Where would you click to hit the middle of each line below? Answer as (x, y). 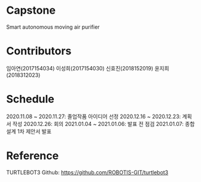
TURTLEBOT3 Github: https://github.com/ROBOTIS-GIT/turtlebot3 (87, 172)
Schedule (31, 99)
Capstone (31, 10)
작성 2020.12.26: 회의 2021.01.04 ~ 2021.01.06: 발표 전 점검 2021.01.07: (98, 124)
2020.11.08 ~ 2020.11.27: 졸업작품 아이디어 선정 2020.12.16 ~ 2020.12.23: (94, 116)
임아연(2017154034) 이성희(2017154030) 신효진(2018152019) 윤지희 (88, 68)
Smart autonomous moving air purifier (53, 27)
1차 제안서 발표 (34, 131)
